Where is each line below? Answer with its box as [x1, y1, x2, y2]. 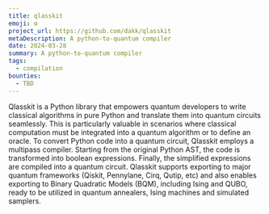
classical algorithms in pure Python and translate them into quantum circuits [8, 110, 261, 120]
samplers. [8, 195, 42, 206]
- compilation [15, 65, 63, 73]
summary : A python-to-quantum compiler [8, 49, 143, 57]
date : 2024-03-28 [8, 42, 67, 50]
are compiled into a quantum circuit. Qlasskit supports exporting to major [8, 162, 252, 171]
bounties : [8, 72, 42, 80]
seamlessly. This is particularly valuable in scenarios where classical [8, 119, 237, 128]
